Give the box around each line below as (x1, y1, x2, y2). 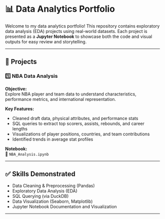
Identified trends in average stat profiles (12, 136, 93, 142)
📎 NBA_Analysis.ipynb (5, 151, 49, 157)
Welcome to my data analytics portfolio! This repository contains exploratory (5, 23, 160, 29)
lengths (12, 125, 28, 131)
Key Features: (5, 106, 34, 112)
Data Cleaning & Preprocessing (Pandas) (12, 183, 95, 189)
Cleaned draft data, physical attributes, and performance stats (12, 115, 138, 121)
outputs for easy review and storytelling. (5, 38, 87, 44)
